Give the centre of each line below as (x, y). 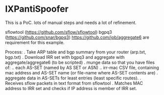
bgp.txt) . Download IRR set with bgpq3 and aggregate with (65, 57)
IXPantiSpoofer (37, 9)
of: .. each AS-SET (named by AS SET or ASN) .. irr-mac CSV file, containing (82, 68)
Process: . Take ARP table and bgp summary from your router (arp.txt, (76, 52)
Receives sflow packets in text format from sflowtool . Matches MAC (74, 83)
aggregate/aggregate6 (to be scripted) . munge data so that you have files (80, 62)
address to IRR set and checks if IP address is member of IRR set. (71, 88)
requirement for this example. (35, 42)
